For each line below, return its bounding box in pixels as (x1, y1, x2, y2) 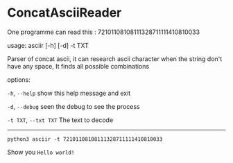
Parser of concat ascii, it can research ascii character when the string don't (7, 54, 223, 63)
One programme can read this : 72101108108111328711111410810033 (7, 28, 200, 36)
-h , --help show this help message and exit (7, 89, 131, 97)
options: (7, 75, 31, 84)
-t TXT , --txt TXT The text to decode (7, 116, 114, 124)
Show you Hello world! (7, 148, 75, 156)
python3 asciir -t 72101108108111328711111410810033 (7, 135, 163, 143)
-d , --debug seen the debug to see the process (7, 102, 140, 110)
